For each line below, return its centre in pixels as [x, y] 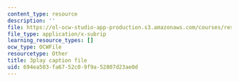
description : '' [31, 21]
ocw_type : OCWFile [34, 47]
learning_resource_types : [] [51, 41]
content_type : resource [43, 14]
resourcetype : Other [38, 54]
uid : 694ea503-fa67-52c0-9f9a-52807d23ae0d [73, 67]
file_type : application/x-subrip [57, 34]
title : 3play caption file [47, 61]
